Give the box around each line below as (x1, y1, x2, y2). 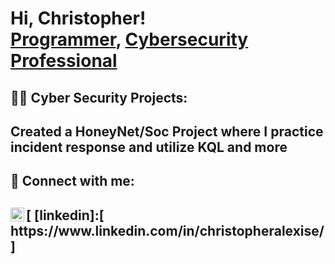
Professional (10, 50, 118, 72)
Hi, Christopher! (10, 7, 147, 30)
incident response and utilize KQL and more (10, 138, 288, 156)
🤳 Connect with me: (10, 173, 135, 190)
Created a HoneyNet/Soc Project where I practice (10, 123, 324, 140)
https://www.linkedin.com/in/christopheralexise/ (10, 222, 325, 239)
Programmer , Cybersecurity (10, 28, 249, 51)
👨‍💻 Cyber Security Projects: (10, 89, 188, 106)
